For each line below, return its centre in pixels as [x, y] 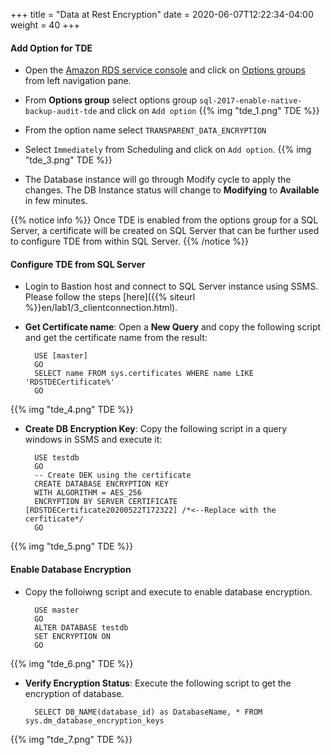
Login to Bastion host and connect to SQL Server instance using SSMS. [171, 286]
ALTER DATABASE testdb [81, 627]
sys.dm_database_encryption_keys [94, 720]
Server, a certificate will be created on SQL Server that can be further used [165, 231]
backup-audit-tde [61, 112]
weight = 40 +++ [45, 25]
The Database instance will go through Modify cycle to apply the [158, 180]
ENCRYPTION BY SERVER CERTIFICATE [106, 502]
